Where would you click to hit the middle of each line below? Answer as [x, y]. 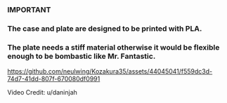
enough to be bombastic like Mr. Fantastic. [82, 56]
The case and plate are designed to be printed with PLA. [105, 28]
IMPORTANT [29, 10]
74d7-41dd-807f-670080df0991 [54, 79]
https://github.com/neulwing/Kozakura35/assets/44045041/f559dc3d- [110, 71]
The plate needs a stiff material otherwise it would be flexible [113, 47]
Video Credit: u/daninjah [42, 92]
